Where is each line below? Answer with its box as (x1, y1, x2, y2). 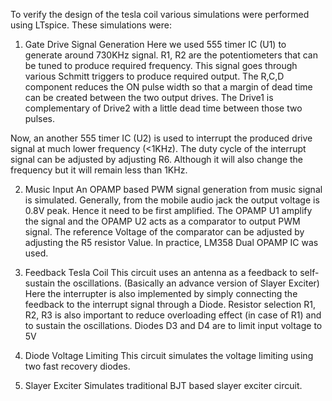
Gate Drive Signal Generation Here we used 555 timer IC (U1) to (24, 39, 287, 50)
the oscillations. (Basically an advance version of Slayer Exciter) (56, 277, 320, 289)
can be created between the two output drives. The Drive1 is (24, 92, 274, 103)
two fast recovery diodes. (24, 360, 131, 372)
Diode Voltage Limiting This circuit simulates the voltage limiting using (24, 350, 314, 361)
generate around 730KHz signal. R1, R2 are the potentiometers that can (24, 49, 318, 61)
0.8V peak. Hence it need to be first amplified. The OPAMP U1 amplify (24, 205, 313, 216)
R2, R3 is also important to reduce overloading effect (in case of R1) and (24, 309, 322, 321)
